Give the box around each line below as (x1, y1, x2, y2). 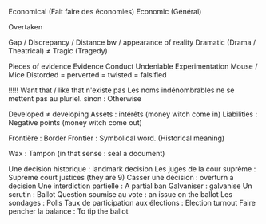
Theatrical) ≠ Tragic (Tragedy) (8, 46, 108, 55)
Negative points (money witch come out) (8, 118, 142, 127)
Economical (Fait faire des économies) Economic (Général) (8, 7, 202, 16)
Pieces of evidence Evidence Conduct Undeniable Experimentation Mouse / (8, 61, 258, 71)
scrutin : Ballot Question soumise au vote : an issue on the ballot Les (8, 190, 233, 198)
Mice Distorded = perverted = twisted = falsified (8, 70, 167, 79)
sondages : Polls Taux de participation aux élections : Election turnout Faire (8, 198, 256, 207)
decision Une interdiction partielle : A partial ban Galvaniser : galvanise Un (8, 181, 253, 191)
